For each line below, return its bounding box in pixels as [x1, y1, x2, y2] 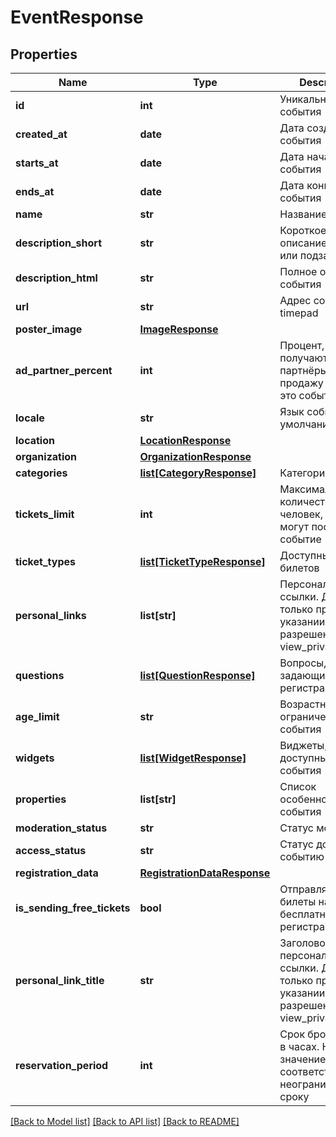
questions [15, 669, 65, 682]
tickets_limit [15, 507, 75, 521]
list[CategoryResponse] [139, 466, 257, 480]
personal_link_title [15, 974, 105, 987]
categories [15, 466, 68, 480]
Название [279, 207, 328, 221]
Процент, [279, 339, 325, 352]
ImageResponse [139, 322, 219, 336]
